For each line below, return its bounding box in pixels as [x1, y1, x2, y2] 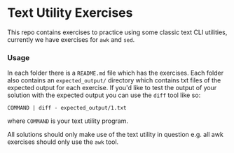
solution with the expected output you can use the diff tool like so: [7, 91, 201, 99]
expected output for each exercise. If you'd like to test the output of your [7, 84, 217, 92]
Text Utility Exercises [7, 5, 133, 21]
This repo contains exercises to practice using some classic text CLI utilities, [7, 28, 228, 36]
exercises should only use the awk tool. [7, 138, 119, 146]
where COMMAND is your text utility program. [7, 117, 128, 125]
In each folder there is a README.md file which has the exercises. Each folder [7, 68, 224, 78]
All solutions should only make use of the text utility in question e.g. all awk [7, 131, 224, 139]
